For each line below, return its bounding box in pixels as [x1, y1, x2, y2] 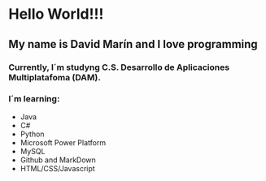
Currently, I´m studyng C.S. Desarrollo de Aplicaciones [8, 62, 230, 73]
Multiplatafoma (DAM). [8, 71, 102, 83]
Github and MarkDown [20, 155, 96, 165]
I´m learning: [8, 93, 60, 105]
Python [20, 129, 45, 139]
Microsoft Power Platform [20, 137, 107, 147]
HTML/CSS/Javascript [20, 163, 95, 173]
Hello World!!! [8, 5, 104, 24]
